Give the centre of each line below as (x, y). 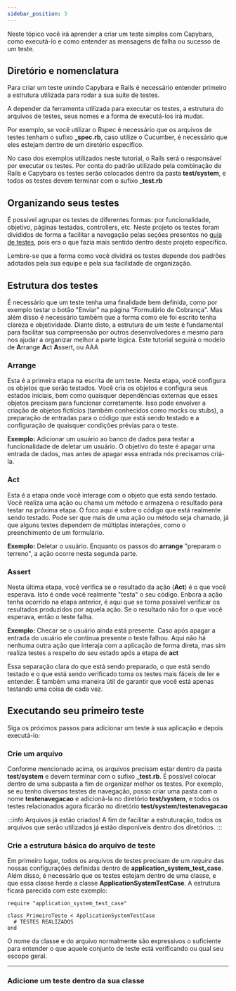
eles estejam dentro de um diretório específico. (76, 145)
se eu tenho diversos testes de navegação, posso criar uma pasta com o (112, 791)
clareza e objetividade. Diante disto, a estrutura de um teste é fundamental (115, 325)
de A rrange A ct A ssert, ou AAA (53, 347)
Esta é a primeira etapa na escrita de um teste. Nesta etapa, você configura (117, 381)
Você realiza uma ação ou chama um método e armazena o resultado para (115, 503)
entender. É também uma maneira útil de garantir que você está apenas (111, 681)
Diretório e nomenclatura (63, 71)
